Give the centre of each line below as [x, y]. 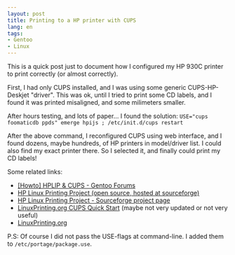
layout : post [26, 14]
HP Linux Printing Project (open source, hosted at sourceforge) [108, 193]
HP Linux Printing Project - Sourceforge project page [94, 200]
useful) [28, 215]
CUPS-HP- [203, 87]
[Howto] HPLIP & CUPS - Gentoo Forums [76, 185]
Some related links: [35, 172]
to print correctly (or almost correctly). [63, 74]
